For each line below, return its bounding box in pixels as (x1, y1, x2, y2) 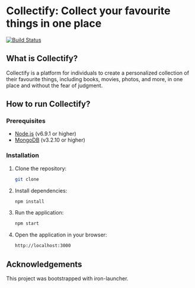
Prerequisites (6, 117, 46, 125)
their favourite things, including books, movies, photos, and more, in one (6, 75, 183, 82)
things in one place (6, 17, 102, 30)
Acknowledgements (6, 259, 82, 269)
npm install (14, 199, 44, 204)
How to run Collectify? (6, 99, 91, 109)
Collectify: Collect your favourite (6, 4, 171, 18)
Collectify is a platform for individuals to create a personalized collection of (6, 69, 190, 76)
